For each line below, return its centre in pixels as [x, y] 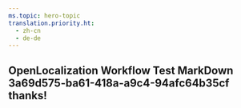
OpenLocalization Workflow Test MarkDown [121, 70]
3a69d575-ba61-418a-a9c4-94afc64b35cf [119, 83]
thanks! [28, 96]
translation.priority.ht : [51, 23]
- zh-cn [28, 30]
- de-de [28, 38]
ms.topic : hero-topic [44, 16]
